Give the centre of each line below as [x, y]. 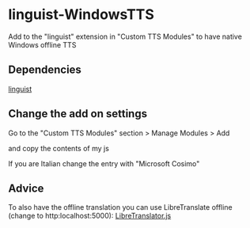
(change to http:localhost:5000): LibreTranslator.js [90, 216]
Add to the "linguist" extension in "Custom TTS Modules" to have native [125, 36]
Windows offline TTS [42, 44]
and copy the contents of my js [59, 148]
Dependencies [45, 70]
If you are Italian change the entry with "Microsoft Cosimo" [104, 163]
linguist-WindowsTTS [81, 15]
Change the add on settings [78, 114]
